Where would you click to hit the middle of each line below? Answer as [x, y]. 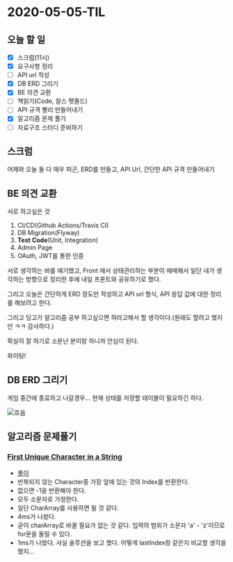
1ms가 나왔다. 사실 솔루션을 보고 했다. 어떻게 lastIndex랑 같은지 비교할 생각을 [122, 543]
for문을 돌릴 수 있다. [45, 533]
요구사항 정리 [35, 66]
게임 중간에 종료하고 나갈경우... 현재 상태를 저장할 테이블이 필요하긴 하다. [105, 398]
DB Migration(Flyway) [48, 233]
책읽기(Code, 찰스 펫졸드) [53, 101]
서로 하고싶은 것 [29, 211]
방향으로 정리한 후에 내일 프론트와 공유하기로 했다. [93, 280]
